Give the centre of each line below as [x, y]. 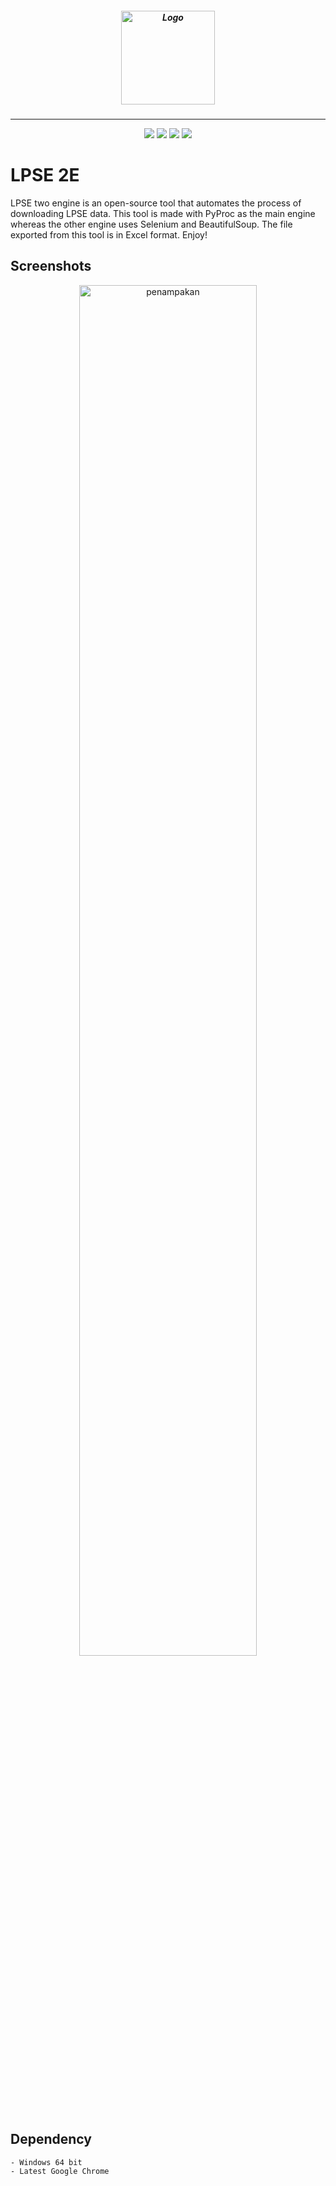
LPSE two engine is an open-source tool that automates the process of [156, 203]
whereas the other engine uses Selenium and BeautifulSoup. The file [151, 224]
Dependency [51, 2139]
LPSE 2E [45, 175]
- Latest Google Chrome [60, 2171]
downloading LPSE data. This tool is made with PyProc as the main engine [163, 213]
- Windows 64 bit [46, 2162]
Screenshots [51, 266]
